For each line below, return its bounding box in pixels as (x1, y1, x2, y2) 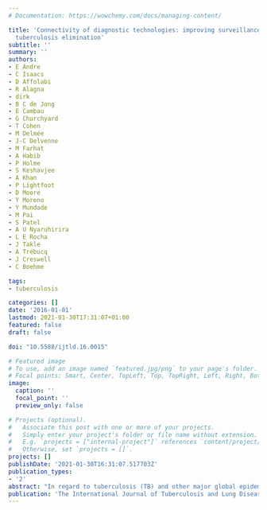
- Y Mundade (8, 204, 48, 212)
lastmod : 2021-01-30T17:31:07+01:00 (8, 313, 130, 322)
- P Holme (8, 159, 41, 167)
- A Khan (8, 174, 37, 182)
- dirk (8, 92, 30, 100)
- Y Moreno (8, 196, 44, 204)
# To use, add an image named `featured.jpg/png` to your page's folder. (8, 364, 258, 372)
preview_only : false (15, 401, 83, 410)
